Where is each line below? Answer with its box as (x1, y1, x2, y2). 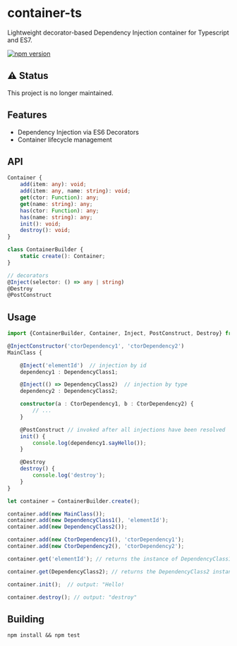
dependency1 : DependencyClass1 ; (20, 368, 119, 375)
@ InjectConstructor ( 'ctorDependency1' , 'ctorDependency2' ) (7, 342, 185, 350)
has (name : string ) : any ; (20, 214, 93, 221)
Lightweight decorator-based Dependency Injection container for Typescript (7, 28, 229, 37)
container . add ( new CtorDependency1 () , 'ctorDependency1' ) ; (7, 536, 185, 544)
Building (7, 613, 44, 625)
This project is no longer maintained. (7, 88, 114, 97)
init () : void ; (20, 220, 61, 227)
